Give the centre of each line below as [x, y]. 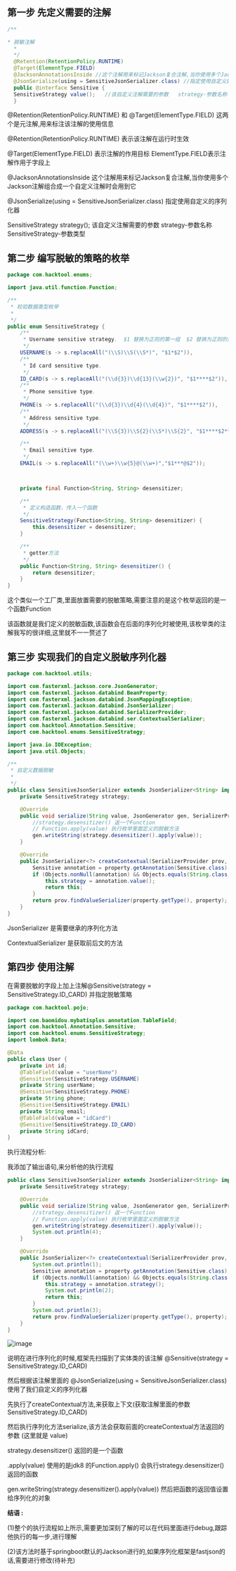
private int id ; [44, 1066]
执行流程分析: [27, 1152]
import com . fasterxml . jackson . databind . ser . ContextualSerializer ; [106, 719]
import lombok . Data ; [38, 1040]
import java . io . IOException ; [50, 744]
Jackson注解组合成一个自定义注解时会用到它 [72, 186]
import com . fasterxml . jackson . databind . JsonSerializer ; [91, 706]
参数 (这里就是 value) [38, 1435]
